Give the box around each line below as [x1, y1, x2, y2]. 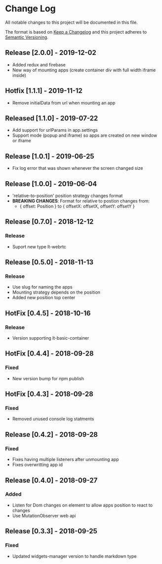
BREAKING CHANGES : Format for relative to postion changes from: [12, 198, 150, 204]
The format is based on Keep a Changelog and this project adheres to [5, 29, 147, 35]
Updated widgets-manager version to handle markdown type [12, 553, 137, 559]
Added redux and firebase [12, 61, 66, 67]
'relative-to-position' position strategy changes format [12, 193, 123, 199]
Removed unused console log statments [12, 416, 94, 422]
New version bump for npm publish [12, 375, 84, 381]
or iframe [12, 138, 31, 144]
